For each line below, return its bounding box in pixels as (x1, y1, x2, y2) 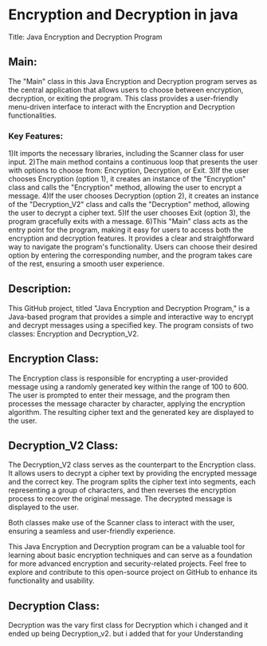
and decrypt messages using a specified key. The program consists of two (8, 320, 253, 329)
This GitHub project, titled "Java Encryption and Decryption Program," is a (8, 303, 250, 313)
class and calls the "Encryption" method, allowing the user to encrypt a (8, 182, 242, 193)
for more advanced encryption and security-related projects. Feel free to (8, 559, 247, 568)
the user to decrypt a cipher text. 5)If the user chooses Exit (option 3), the (8, 208, 251, 217)
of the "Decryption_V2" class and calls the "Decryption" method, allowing (8, 200, 249, 209)
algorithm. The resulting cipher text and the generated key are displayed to (8, 407, 254, 417)
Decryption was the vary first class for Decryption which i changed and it (8, 620, 249, 630)
